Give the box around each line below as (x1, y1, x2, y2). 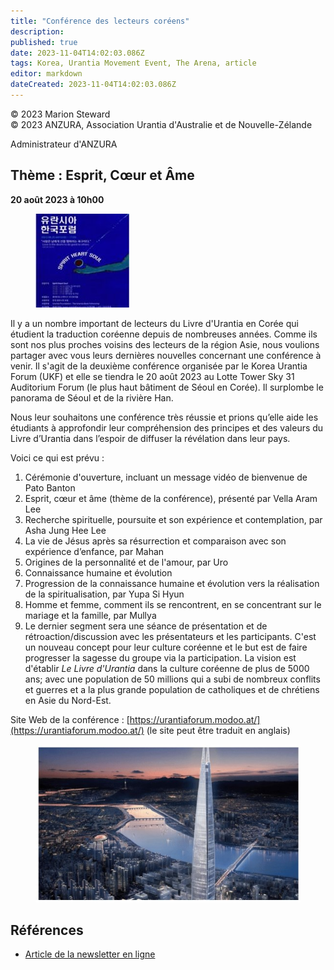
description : (10, 26, 65, 37)
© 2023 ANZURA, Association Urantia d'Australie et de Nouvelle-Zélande (10, 118, 313, 130)
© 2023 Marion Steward (10, 108, 111, 120)
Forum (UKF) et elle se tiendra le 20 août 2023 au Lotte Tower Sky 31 (10, 370, 295, 382)
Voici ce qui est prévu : (10, 451, 105, 464)
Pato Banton (24, 481, 76, 494)
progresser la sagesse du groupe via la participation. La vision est (24, 651, 297, 664)
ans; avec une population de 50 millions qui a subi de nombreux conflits (24, 673, 321, 685)
